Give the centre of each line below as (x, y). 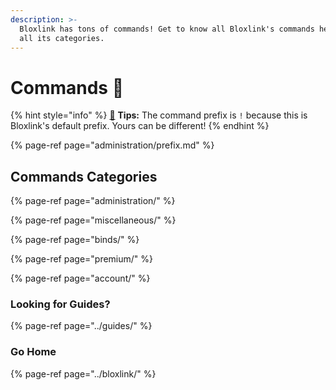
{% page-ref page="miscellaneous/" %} (93, 220)
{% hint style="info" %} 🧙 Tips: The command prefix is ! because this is (159, 115)
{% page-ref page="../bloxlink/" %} (83, 373)
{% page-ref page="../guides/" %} (81, 326)
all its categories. (62, 38)
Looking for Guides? (60, 304)
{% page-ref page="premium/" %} (82, 259)
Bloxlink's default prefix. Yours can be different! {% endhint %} (140, 126)
